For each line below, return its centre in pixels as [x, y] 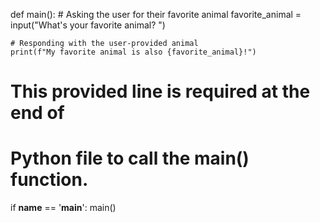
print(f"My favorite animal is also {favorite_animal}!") [133, 52]
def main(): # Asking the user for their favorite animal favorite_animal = [156, 14]
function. [49, 180]
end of [37, 113]
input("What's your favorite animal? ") [88, 25]
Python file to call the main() [130, 158]
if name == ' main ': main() [63, 208]
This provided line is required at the [160, 91]
